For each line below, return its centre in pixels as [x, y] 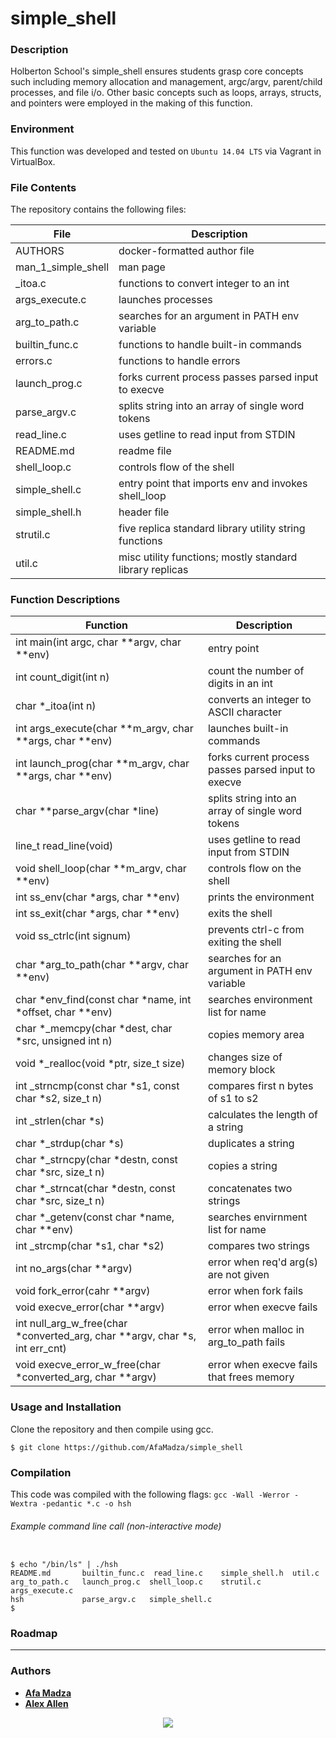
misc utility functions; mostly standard [208, 557]
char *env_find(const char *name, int [103, 1000]
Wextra [24, 1503]
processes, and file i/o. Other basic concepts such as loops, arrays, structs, [166, 93]
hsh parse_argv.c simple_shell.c [111, 1600]
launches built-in [248, 729]
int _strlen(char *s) [60, 1121]
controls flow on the [254, 869]
